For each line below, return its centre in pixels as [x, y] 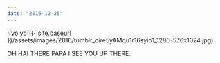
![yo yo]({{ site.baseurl [39, 33]
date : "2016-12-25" [35, 13]
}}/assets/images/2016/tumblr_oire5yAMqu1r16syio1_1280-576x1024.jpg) [110, 40]
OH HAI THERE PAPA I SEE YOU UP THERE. [69, 53]
